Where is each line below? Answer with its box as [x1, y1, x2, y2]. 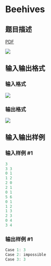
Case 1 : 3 [5, 247, 26, 253]
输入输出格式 [5, 64, 45, 73]
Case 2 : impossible [5, 252, 46, 257]
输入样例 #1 [5, 149, 33, 157]
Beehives [5, 4, 45, 15]
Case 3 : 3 [5, 257, 26, 262]
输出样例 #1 [5, 236, 33, 243]
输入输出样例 [5, 133, 45, 142]
